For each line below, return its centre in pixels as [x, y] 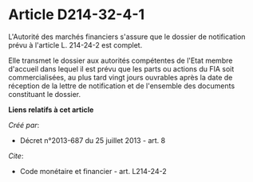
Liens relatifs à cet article [51, 110]
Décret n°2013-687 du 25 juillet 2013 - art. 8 [93, 140]
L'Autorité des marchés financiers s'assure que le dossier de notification [127, 37]
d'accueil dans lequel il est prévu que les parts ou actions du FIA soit [121, 68]
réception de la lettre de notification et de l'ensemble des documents [122, 86]
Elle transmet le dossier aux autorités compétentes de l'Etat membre [121, 60]
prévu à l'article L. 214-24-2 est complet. [75, 45]
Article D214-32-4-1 [77, 15]
